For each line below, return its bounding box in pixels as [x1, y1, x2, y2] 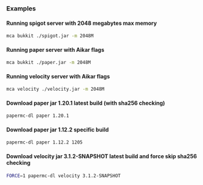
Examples [6, 4, 36, 13]
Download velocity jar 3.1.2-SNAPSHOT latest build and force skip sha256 [6, 152, 198, 159]
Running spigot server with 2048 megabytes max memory [6, 19, 157, 27]
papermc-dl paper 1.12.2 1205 [6, 139, 83, 145]
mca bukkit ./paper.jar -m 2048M [6, 60, 91, 66]
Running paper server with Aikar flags [6, 46, 105, 53]
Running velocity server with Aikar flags [6, 72, 111, 80]
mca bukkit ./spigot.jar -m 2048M [6, 33, 94, 39]
